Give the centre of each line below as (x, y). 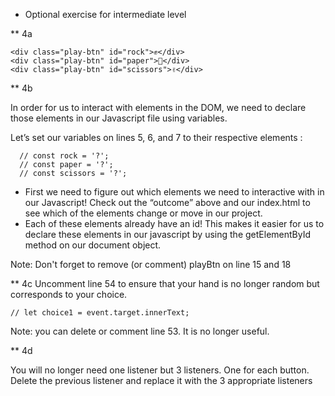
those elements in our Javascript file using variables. (119, 118)
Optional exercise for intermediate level (105, 14)
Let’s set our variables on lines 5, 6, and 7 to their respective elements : (156, 137)
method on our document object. (93, 245)
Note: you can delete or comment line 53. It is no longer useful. (140, 331)
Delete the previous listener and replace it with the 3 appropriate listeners (161, 380)
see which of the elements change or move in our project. (143, 213)
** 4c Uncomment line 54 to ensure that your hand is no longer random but (165, 283)
